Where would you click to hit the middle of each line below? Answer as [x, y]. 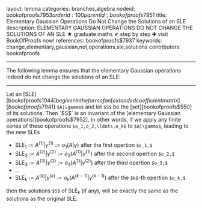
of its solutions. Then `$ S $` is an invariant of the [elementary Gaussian [93, 113]
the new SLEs [23, 132]
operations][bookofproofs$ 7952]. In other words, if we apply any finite [94, 120]
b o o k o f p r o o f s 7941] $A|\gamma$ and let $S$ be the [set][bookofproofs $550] [100, 107]
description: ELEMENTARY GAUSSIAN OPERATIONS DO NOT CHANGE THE [100, 28]
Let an [14, 94]
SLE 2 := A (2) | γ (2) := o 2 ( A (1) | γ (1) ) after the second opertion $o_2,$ [95, 154]
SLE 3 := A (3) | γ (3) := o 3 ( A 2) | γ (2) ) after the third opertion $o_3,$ [91, 162]
